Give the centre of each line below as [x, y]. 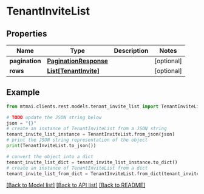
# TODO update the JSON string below [54, 117]
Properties [27, 34]
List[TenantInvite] [73, 71]
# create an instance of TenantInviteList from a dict [77, 168]
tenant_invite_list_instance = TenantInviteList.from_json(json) [90, 134]
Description [131, 51]
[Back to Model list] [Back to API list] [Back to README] [76, 185]
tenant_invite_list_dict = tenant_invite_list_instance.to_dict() [92, 162]
